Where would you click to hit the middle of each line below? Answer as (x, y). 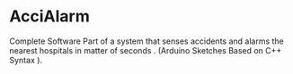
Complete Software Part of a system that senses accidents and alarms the (147, 41)
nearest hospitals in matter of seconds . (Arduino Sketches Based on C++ (146, 50)
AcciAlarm (49, 16)
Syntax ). (26, 60)
